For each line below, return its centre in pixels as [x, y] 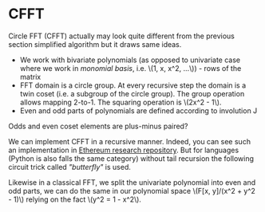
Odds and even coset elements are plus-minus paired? [98, 126]
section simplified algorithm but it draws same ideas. [95, 44]
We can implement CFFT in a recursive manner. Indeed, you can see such [130, 141]
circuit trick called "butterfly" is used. [70, 167]
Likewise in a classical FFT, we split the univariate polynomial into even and [132, 182]
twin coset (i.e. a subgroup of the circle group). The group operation [132, 93]
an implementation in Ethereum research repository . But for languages [124, 150]
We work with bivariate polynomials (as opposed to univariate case [130, 60]
